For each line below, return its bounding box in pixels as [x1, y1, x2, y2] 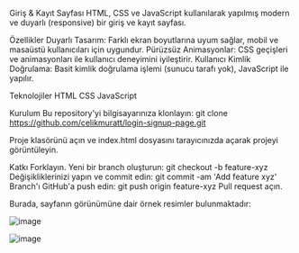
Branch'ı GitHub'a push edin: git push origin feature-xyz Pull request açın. [9, 181, 283, 192]
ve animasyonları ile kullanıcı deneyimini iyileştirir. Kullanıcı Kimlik [9, 54, 251, 64]
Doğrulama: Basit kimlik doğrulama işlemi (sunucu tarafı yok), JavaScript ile [9, 63, 289, 74]
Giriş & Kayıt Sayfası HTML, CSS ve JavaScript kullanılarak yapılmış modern [9, 8, 290, 18]
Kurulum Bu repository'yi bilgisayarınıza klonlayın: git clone [9, 108, 228, 118]
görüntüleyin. [9, 144, 59, 155]
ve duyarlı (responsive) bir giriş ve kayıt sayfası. [9, 17, 186, 28]
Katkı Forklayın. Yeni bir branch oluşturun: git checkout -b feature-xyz [9, 162, 268, 172]
